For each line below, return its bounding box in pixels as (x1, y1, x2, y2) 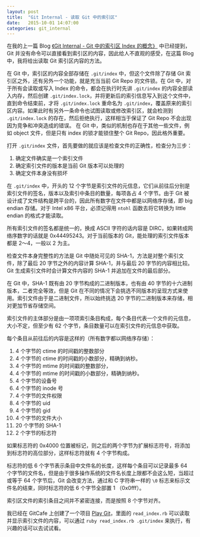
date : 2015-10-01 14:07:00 (7, 20, 79, 26)
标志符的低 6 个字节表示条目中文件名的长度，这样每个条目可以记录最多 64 (7, 462, 188, 469)
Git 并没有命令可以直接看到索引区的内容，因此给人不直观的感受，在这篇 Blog (7, 50, 194, 57)
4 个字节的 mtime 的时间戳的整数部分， (15, 363, 112, 370)
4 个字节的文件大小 (15, 414, 62, 422)
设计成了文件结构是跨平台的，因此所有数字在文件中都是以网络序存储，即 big (7, 197, 193, 204)
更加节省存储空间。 (11, 302, 59, 310)
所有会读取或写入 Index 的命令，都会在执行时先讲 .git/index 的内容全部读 (11, 85, 193, 92)
